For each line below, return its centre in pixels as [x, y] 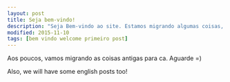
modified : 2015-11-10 [38, 32]
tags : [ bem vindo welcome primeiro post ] [68, 39]
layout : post [26, 13]
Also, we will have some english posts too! [67, 72]
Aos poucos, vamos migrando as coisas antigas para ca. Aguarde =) [105, 58]
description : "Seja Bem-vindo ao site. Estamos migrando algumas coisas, [116, 26]
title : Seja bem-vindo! [41, 20]
